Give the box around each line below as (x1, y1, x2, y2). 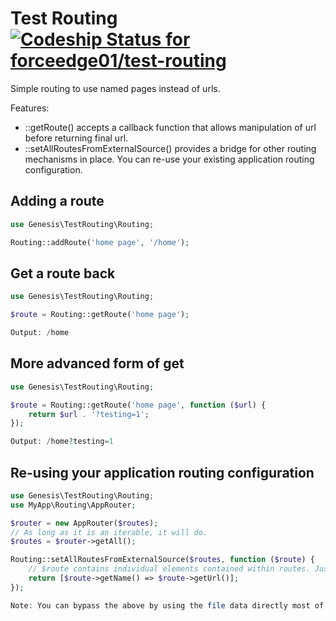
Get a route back (10, 265, 116, 282)
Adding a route (10, 193, 105, 210)
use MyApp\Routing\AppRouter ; (10, 500, 137, 510)
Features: (10, 102, 50, 114)
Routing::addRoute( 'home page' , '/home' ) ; (10, 237, 190, 247)
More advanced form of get (10, 355, 185, 372)
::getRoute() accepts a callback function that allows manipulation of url (24, 121, 317, 133)
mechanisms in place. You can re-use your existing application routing (24, 153, 315, 165)
